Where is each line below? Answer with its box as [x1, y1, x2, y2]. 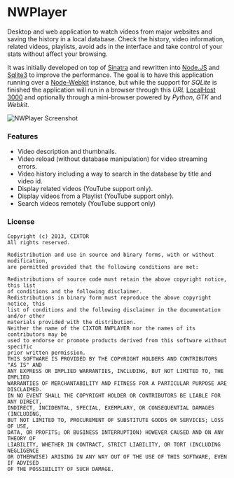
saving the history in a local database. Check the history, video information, [7, 34, 226, 43]
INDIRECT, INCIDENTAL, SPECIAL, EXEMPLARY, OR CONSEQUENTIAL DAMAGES [7, 404, 215, 412]
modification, [7, 257, 49, 265]
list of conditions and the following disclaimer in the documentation [7, 306, 221, 314]
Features [7, 131, 39, 141]
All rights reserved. [7, 239, 71, 246]
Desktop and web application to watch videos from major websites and [7, 27, 212, 36]
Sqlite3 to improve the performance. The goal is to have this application [7, 71, 214, 79]
